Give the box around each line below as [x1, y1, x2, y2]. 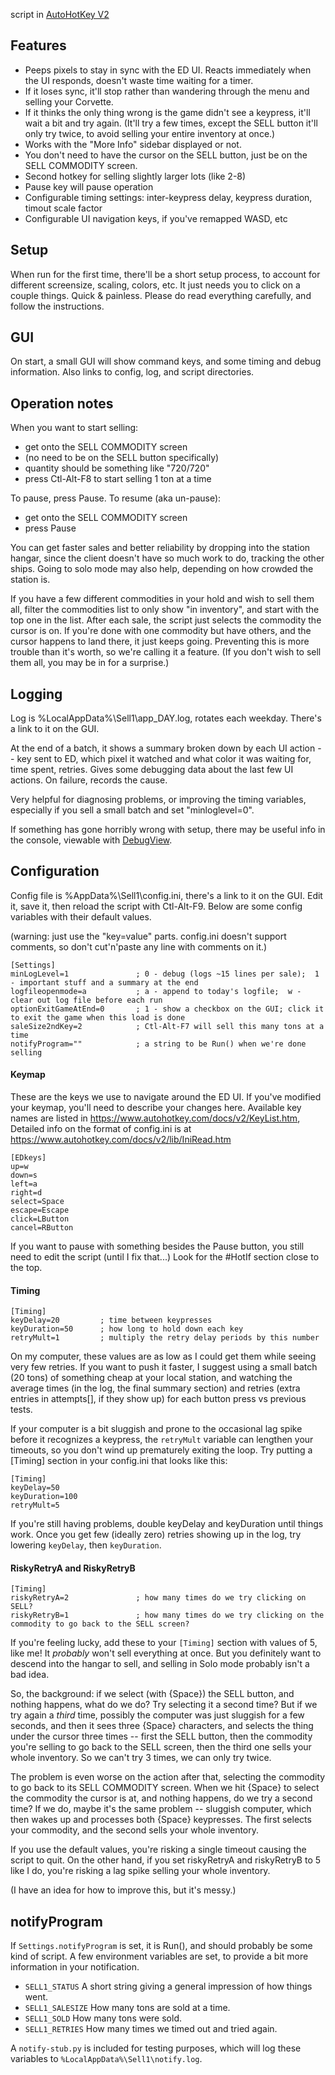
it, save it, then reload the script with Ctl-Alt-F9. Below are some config [10, 900, 303, 912]
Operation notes [10, 395, 114, 412]
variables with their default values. [10, 910, 152, 923]
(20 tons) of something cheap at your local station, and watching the [10, 1372, 293, 1384]
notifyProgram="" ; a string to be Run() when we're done [10, 1039, 307, 1049]
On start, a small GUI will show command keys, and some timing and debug [10, 355, 322, 368]
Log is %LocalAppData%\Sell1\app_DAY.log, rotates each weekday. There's [10, 712, 322, 724]
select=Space [10, 1197, 65, 1207]
